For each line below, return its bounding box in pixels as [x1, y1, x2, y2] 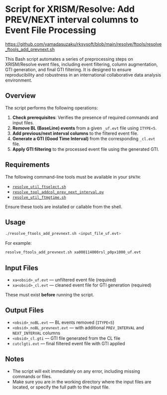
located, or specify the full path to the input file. [12, 384, 110, 390]
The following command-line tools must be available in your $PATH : [5, 174, 141, 180]
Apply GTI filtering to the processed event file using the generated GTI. [12, 146, 160, 152]
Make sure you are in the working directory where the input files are [12, 379, 152, 385]
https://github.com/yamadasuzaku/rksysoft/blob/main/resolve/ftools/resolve [5, 41, 162, 47]
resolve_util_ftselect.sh [12, 184, 66, 190]
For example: [5, 240, 32, 246]
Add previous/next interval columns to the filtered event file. [12, 130, 139, 136]
